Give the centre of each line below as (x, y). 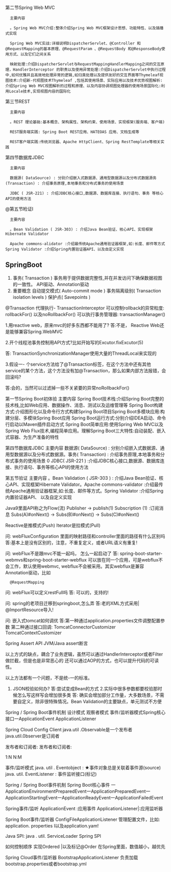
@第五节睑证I (19, 209)
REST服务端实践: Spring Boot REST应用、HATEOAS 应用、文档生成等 (75, 132)
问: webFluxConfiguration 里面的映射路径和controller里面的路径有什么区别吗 (85, 536)
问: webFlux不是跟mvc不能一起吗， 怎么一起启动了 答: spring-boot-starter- (84, 553)
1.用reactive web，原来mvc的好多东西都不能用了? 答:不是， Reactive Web (82, 325)
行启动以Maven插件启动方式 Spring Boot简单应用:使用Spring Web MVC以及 (84, 424)
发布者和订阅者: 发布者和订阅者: (39, 747)
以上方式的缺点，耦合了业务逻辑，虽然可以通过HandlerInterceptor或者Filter (84, 654)
